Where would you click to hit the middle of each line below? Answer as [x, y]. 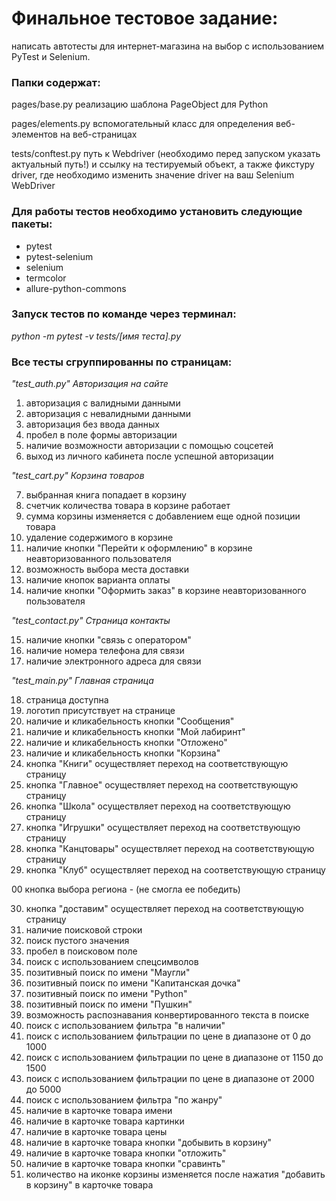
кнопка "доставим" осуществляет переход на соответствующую [164, 909]
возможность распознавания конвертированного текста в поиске [167, 1015]
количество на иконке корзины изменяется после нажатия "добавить [175, 1174]
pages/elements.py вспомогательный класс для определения [142, 124]
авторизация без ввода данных [93, 424]
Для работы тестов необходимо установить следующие [157, 212]
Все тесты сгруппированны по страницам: [122, 362]
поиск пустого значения [77, 941]
